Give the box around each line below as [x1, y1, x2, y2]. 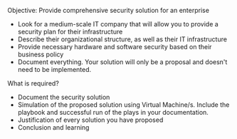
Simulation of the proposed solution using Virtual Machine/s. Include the [17, 101, 230, 109]
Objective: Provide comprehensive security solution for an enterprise [7, 6, 210, 14]
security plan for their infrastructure [17, 28, 123, 36]
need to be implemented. [17, 66, 92, 73]
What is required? [7, 79, 59, 88]
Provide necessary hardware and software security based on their [17, 43, 212, 51]
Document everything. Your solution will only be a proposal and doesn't [17, 58, 228, 66]
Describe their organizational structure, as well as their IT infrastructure [17, 35, 228, 43]
